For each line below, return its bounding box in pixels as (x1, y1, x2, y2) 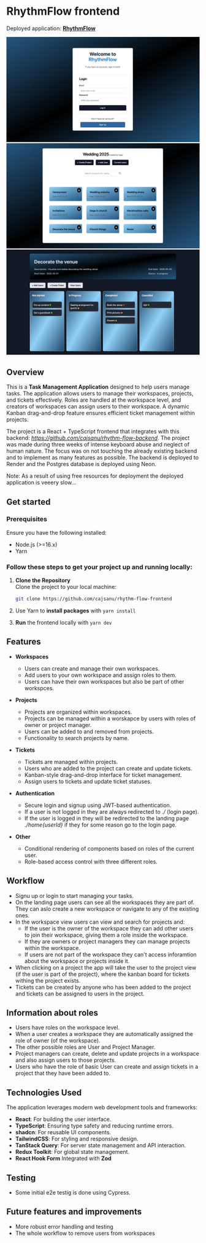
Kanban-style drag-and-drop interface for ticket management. (24, 771, 182, 778)
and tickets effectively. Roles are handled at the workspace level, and (6, 396, 181, 403)
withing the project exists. (15, 976, 81, 984)
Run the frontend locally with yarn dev (15, 619, 112, 626)
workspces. (24, 684, 54, 692)
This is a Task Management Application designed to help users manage (6, 383, 190, 391)
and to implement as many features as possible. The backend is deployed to (6, 454, 199, 461)
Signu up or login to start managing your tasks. (15, 892, 134, 899)
